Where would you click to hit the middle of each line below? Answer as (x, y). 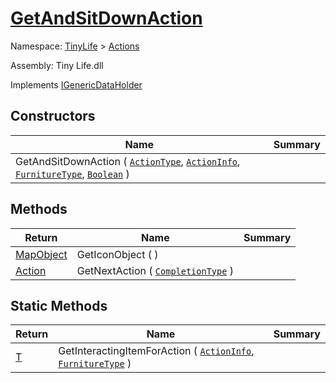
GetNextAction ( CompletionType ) (155, 270)
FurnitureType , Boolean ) (72, 174)
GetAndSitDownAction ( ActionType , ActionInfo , (128, 161)
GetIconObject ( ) (117, 254)
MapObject (41, 254)
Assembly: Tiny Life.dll (57, 65)
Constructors (53, 116)
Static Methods (59, 305)
